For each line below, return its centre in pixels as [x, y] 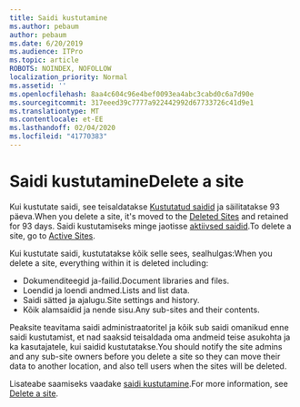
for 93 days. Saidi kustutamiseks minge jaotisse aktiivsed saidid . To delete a [150, 226]
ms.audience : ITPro [46, 52]
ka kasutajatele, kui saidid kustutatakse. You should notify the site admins [146, 346]
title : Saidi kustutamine [58, 18]
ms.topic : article [44, 60]
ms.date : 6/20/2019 [46, 43]
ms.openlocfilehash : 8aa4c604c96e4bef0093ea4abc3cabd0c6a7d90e [132, 94]
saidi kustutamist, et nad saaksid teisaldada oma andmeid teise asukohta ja [150, 337]
